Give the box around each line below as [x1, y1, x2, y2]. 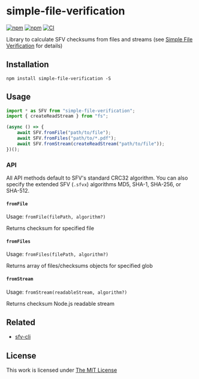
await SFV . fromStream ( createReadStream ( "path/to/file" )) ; [17, 141, 165, 147]
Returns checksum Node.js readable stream [6, 300, 115, 307]
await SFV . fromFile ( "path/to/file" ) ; [17, 130, 111, 136]
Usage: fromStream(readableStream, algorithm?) [6, 288, 128, 296]
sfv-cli [14, 333, 31, 341]
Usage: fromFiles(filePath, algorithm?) [6, 250, 109, 258]
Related [6, 317, 36, 327]
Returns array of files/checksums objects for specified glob [6, 262, 153, 270]
